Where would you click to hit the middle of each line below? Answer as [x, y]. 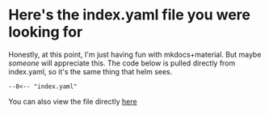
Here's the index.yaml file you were [130, 15]
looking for [46, 32]
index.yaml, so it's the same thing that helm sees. [90, 71]
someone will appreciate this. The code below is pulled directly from [122, 63]
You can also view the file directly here [73, 101]
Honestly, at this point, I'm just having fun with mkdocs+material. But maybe [135, 54]
